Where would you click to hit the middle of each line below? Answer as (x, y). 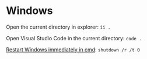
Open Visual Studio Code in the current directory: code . (74, 38)
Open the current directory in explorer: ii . (58, 27)
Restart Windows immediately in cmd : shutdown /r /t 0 (73, 49)
